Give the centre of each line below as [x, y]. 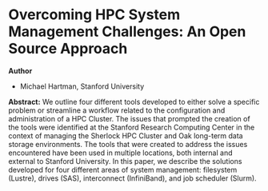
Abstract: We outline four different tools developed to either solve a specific [134, 101]
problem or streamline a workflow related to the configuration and [117, 110]
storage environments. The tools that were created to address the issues [128, 144]
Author [20, 70]
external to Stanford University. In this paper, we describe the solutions [125, 161]
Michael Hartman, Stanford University [82, 86]
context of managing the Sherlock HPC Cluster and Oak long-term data [126, 135]
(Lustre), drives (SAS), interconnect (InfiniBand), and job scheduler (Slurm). [133, 178]
